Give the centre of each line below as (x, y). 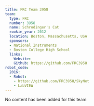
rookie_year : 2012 (28, 32)
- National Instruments (33, 45)
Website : (22, 59)
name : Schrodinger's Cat (34, 27)
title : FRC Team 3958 (27, 9)
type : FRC (19, 18)
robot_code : (17, 68)
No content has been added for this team (46, 99)
